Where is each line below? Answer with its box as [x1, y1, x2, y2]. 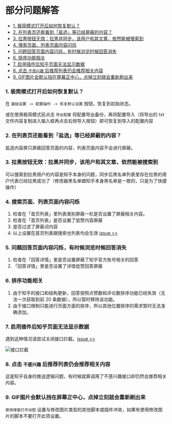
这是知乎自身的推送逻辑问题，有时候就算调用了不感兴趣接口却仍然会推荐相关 [5, 373, 167, 379]
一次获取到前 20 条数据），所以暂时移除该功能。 [17, 296, 118, 302]
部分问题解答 [5, 5, 60, 16]
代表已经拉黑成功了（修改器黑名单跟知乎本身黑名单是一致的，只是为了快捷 [9, 177, 167, 184]
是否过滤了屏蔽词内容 [12, 224, 58, 230]
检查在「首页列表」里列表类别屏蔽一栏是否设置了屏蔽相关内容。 [12, 211, 147, 217]
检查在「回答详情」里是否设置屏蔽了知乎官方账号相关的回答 [12, 257, 139, 263]
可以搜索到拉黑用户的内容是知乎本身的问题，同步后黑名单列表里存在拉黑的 [5, 171, 162, 177]
